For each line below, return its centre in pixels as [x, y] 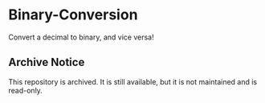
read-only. [25, 90]
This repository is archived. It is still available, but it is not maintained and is [133, 81]
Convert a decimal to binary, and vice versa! [81, 37]
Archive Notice [47, 62]
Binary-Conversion [73, 15]
